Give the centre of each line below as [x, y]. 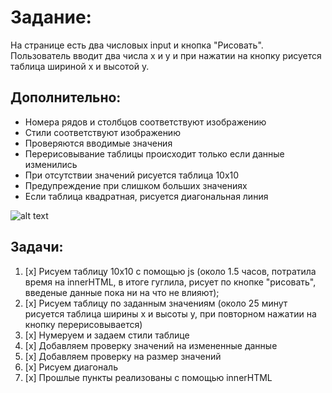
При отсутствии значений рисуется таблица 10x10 [132, 175]
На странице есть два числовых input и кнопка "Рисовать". [137, 45]
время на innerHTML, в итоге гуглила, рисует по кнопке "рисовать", [170, 282]
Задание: [51, 17]
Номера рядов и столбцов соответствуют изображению [145, 122]
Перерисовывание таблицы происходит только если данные [154, 153]
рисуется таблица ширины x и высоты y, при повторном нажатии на [170, 313]
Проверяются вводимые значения [98, 143]
